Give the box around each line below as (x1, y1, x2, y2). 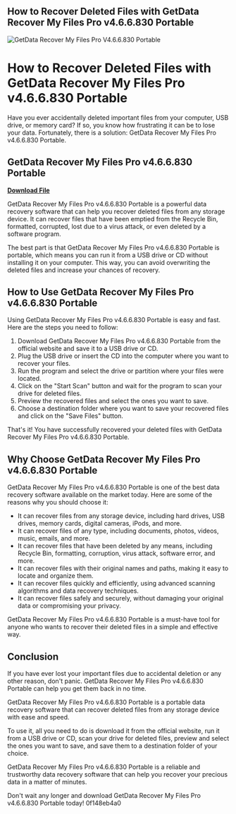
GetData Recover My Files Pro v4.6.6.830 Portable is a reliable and (7, 763, 201, 771)
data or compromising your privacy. (17, 602, 121, 610)
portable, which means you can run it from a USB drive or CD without (7, 250, 209, 259)
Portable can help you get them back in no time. (7, 684, 147, 693)
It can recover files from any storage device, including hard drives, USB (17, 512, 225, 520)
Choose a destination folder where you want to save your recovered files (17, 405, 229, 413)
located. (17, 374, 42, 383)
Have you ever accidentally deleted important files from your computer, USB (7, 113, 229, 122)
